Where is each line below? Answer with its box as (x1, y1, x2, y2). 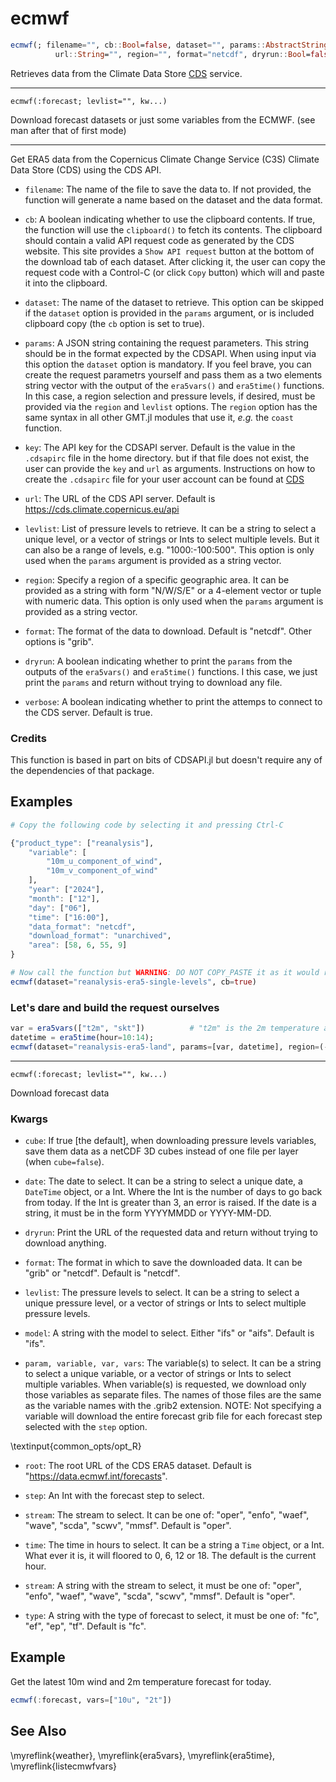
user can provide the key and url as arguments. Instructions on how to (24, 462, 316, 474)
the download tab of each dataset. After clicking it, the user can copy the (24, 255, 326, 267)
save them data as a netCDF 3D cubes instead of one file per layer (24, 1145, 299, 1157)
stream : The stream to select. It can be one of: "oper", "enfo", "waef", (24, 1509, 310, 1521)
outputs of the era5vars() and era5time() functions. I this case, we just (24, 665, 318, 677)
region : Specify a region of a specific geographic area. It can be (24, 573, 290, 586)
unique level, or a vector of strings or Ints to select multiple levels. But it (24, 533, 320, 545)
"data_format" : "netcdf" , (28, 922, 137, 932)
